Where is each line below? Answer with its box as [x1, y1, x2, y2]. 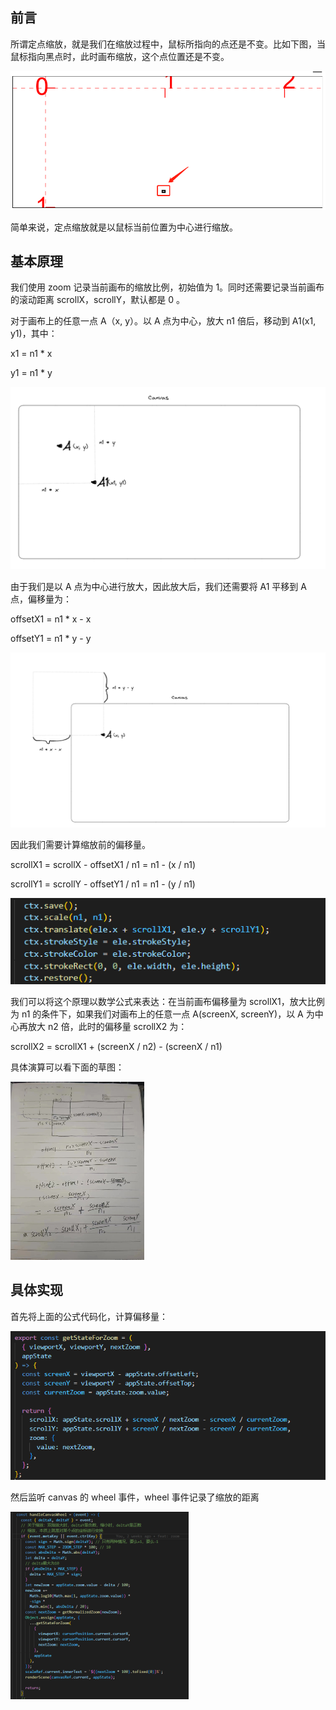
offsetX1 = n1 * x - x [10, 613, 92, 625]
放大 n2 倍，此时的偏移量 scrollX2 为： [27, 1020, 188, 1032]
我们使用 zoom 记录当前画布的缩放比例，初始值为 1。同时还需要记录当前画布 [10, 281, 325, 293]
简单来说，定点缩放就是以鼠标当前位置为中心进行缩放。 [10, 221, 238, 233]
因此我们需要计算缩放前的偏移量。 [10, 838, 151, 850]
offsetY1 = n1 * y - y [10, 632, 92, 644]
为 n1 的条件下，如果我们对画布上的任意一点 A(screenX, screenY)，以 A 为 [10, 1008, 315, 1020]
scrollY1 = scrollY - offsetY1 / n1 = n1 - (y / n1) [10, 878, 196, 890]
